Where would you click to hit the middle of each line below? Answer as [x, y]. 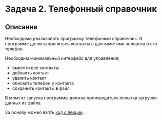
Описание [21, 27]
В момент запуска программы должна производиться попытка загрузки [81, 98]
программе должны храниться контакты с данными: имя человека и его [81, 44]
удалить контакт [29, 78]
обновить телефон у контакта [43, 83]
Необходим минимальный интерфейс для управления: [62, 58]
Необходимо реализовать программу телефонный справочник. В [74, 38]
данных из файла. [23, 103]
